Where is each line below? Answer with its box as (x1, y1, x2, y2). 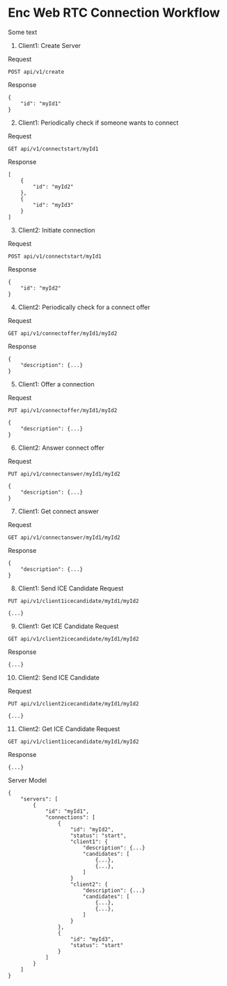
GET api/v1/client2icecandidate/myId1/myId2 (8, 635, 139, 642)
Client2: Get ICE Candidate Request (17, 724, 120, 733)
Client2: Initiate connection (17, 226, 95, 234)
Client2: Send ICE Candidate (17, 673, 100, 682)
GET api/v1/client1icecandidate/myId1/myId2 (8, 738, 139, 745)
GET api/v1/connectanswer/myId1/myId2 (8, 534, 120, 541)
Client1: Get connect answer (17, 507, 100, 515)
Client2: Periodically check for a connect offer (17, 303, 150, 311)
